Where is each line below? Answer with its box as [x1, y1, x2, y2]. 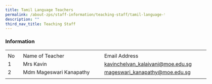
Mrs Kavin [23, 61, 47, 68]
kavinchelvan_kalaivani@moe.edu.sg [104, 61, 192, 68]
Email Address [104, 52, 139, 59]
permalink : [5, 12, 28, 17]
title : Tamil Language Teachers [5, 7, 73, 13]
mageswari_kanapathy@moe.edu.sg [104, 69, 191, 76]
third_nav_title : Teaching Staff [5, 21, 76, 27]
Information [5, 38, 35, 45]
